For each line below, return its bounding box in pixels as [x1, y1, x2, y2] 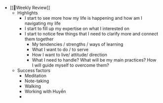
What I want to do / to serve [32, 47, 89, 52]
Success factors [17, 68, 51, 73]
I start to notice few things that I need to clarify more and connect [24, 31, 158, 36]
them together [24, 36, 54, 42]
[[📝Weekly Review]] [9, 5, 50, 10]
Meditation [24, 73, 47, 78]
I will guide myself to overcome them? [32, 62, 110, 68]
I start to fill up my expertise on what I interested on [24, 26, 129, 32]
